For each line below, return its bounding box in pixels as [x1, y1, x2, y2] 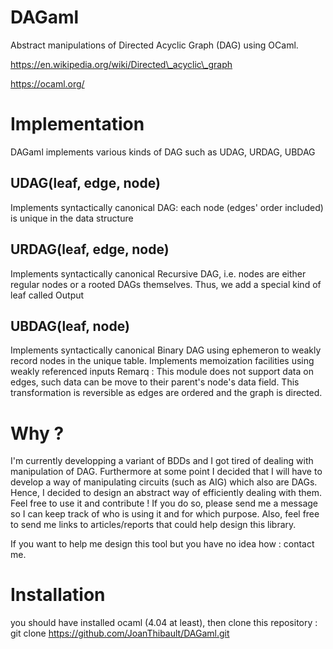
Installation [10, 584, 106, 606]
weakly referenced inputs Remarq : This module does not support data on [10, 366, 314, 378]
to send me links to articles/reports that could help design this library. [10, 519, 297, 531]
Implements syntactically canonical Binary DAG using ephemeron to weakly [10, 344, 322, 356]
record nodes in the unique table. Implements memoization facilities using [10, 355, 315, 367]
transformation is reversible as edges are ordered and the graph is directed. [10, 387, 323, 399]
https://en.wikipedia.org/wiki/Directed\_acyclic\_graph [10, 58, 233, 70]
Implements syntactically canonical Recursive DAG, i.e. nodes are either [10, 267, 307, 280]
